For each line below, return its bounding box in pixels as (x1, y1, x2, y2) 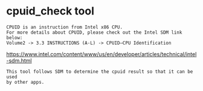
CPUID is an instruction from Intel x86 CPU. (6, 24, 123, 30)
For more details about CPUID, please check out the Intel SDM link (6, 29, 182, 36)
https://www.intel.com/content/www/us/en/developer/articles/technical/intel (6, 50, 197, 58)
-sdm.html (6, 57, 32, 64)
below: (6, 34, 23, 40)
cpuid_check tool (6, 4, 95, 18)
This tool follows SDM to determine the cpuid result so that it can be (6, 68, 193, 75)
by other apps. (6, 79, 45, 85)
